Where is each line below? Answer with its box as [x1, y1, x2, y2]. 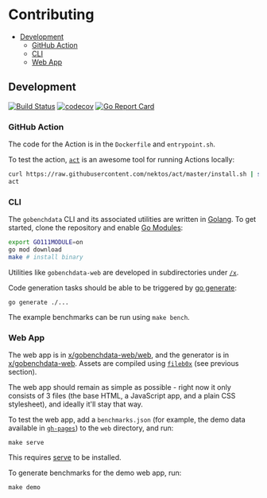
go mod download [8, 245, 62, 254]
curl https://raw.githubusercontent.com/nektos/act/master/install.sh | [8, 170, 254, 178]
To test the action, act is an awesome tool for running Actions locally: [8, 155, 235, 165]
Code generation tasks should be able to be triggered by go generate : [8, 282, 237, 292]
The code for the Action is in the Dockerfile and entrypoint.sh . [8, 139, 216, 149]
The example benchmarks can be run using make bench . [8, 312, 191, 321]
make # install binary [8, 253, 83, 261]
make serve [8, 439, 44, 447]
